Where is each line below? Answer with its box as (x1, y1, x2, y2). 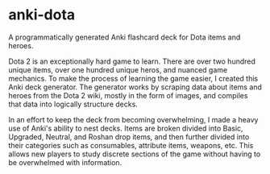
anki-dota (8, 6, 76, 24)
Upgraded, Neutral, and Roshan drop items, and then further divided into (8, 131, 250, 142)
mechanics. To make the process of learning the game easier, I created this (8, 73, 259, 83)
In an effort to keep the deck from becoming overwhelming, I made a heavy (8, 114, 259, 124)
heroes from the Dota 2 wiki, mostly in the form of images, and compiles (8, 90, 248, 100)
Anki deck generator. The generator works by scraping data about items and (8, 82, 262, 92)
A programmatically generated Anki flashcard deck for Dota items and (8, 32, 241, 42)
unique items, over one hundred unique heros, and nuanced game (8, 64, 228, 74)
